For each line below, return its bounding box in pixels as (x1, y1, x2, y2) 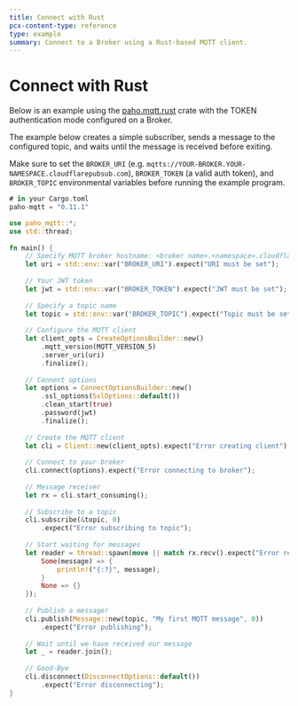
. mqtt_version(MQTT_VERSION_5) (41, 342, 157, 351)
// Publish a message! (25, 607, 109, 616)
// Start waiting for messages (25, 540, 141, 550)
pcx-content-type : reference (9, 21, 117, 30)
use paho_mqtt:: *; (9, 218, 77, 227)
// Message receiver (25, 482, 101, 491)
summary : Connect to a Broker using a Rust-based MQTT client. (9, 37, 248, 47)
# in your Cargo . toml (9, 194, 90, 204)
